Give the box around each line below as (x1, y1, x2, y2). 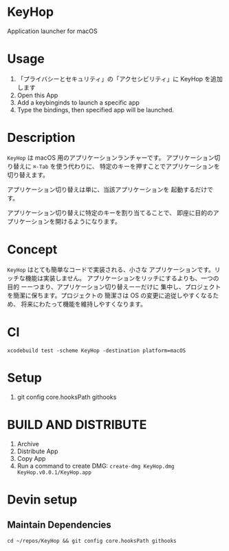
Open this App (17, 91, 58, 99)
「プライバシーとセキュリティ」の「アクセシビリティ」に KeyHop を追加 (17, 74, 223, 83)
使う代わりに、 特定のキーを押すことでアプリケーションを (56, 162, 220, 170)
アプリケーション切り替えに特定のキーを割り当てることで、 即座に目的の (7, 208, 213, 217)
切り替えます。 (7, 170, 50, 179)
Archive (17, 439, 39, 448)
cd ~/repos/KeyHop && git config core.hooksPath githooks (7, 537, 177, 544)
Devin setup (7, 492, 78, 507)
